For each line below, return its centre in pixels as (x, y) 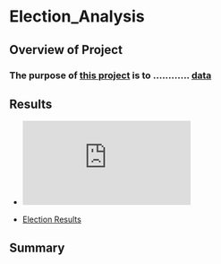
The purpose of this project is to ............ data (110, 75)
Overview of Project (66, 50)
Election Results (52, 220)
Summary (37, 247)
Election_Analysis (77, 17)
